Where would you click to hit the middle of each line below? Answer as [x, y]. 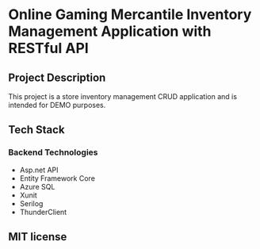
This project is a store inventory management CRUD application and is [123, 96]
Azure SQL [37, 186]
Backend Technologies [53, 152]
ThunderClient [43, 212]
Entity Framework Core [57, 178]
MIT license [38, 237]
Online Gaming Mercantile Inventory [130, 15]
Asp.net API [39, 170]
